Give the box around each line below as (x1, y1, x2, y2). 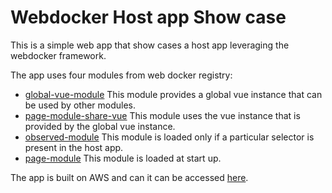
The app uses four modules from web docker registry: (10, 69, 233, 81)
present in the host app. (24, 141, 124, 153)
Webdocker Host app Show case (10, 6, 287, 29)
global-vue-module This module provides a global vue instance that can (24, 88, 323, 100)
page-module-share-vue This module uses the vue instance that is (24, 109, 301, 121)
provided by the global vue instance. (24, 120, 176, 132)
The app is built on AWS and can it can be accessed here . (10, 171, 249, 183)
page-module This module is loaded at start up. (24, 152, 222, 164)
